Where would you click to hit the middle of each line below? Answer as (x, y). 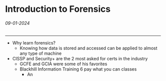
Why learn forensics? (34, 43)
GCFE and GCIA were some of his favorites (63, 64)
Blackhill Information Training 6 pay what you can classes (78, 69)
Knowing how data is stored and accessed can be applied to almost (88, 48)
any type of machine (41, 53)
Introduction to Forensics (58, 9)
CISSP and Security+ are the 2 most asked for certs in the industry (80, 59)
